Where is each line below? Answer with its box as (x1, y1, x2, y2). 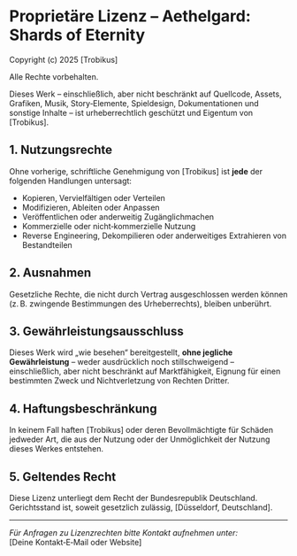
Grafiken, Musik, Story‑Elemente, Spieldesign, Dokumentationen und (9, 97, 259, 108)
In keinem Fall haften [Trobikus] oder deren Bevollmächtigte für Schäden (9, 425, 274, 436)
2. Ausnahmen (9, 266, 92, 281)
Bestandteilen (21, 239, 72, 250)
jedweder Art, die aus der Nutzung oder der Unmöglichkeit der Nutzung (9, 434, 270, 444)
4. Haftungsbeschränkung (9, 401, 157, 416)
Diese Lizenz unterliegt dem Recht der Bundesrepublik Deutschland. (9, 493, 258, 503)
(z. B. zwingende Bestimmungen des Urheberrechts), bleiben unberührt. (9, 298, 272, 309)
